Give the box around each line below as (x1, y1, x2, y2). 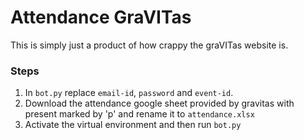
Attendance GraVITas (10, 6, 192, 29)
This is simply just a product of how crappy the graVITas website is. (10, 39, 289, 51)
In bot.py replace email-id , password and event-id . (24, 87, 234, 99)
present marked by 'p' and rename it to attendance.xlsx (24, 108, 255, 120)
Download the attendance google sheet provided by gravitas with (24, 97, 295, 110)
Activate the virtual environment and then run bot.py (24, 119, 242, 131)
